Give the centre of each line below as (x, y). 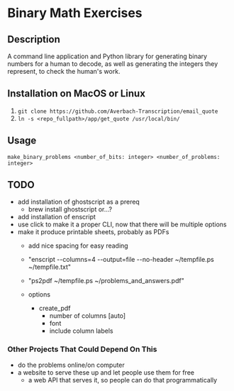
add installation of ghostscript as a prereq (78, 202)
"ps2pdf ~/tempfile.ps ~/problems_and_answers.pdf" (106, 281)
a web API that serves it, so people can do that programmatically (123, 380)
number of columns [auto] (88, 316)
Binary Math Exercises (75, 13)
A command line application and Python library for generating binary (107, 56)
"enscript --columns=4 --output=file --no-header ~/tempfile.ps (121, 260)
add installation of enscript (56, 217)
